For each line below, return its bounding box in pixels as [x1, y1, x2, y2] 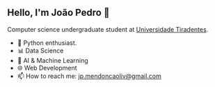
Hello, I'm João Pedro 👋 [7, 7, 110, 19]
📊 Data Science [17, 46, 64, 55]
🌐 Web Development [17, 64, 78, 72]
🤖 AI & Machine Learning [17, 56, 88, 64]
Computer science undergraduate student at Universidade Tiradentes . [7, 25, 209, 33]
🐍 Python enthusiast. [17, 39, 77, 47]
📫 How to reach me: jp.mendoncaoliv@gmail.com [17, 72, 162, 80]
